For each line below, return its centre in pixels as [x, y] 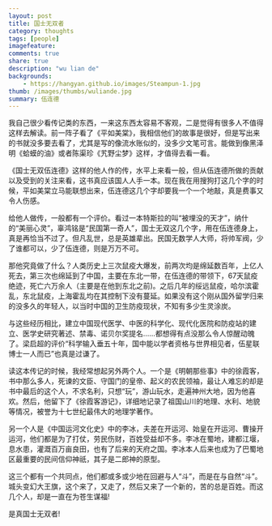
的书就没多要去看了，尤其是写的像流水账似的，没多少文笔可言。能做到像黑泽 [136, 143]
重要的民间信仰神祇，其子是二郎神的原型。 [93, 460]
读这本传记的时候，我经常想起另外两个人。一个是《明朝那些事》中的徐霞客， [136, 371]
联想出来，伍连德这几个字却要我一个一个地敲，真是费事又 [168, 190]
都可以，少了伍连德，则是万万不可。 [83, 249]
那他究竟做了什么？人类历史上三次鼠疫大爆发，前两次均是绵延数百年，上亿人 [136, 266]
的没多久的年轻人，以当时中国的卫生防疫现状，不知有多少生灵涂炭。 [122, 306]
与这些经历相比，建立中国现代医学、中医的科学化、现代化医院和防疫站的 [129, 323]
